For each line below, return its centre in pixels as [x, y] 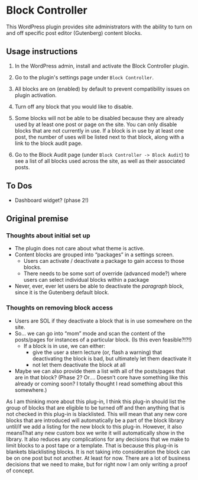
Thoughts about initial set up [48, 236]
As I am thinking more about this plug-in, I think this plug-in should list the [96, 401]
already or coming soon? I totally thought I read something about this [99, 384]
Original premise [38, 219]
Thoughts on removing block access [60, 308]
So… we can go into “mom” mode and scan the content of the [90, 333]
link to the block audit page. [48, 143]
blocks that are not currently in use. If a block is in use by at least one [99, 130]
